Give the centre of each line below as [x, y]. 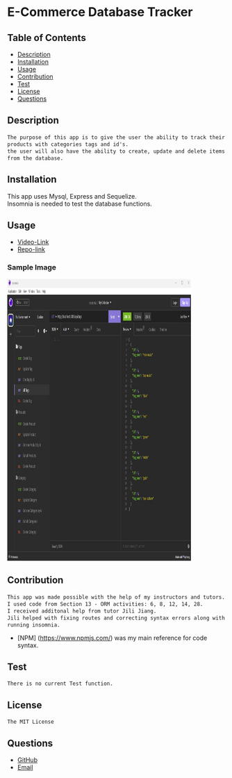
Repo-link [31, 249]
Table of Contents [47, 38]
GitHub [27, 760]
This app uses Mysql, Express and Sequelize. [72, 196]
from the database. [35, 158]
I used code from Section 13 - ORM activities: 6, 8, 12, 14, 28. [105, 604]
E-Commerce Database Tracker [100, 12]
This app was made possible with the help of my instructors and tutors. [116, 597]
